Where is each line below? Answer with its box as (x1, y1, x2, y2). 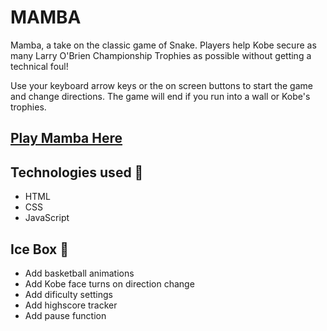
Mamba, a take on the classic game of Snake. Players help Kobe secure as (10, 39, 317, 51)
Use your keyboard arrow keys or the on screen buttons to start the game (10, 79, 313, 91)
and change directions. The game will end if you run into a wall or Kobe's (10, 90, 311, 102)
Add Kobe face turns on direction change (24, 277, 195, 290)
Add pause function (24, 309, 107, 321)
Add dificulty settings (24, 288, 113, 300)
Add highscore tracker (24, 299, 118, 311)
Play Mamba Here (10, 130, 123, 147)
